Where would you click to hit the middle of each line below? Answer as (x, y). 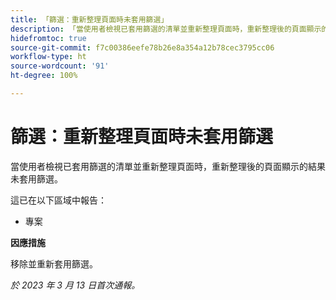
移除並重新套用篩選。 (54, 263)
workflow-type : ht (48, 57)
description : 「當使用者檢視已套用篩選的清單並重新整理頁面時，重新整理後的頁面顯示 (166, 29)
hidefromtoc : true (48, 38)
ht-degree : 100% (44, 76)
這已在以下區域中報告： (58, 200)
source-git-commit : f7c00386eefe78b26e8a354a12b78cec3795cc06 (142, 47)
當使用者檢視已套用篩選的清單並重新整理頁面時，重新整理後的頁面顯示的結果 (168, 166)
